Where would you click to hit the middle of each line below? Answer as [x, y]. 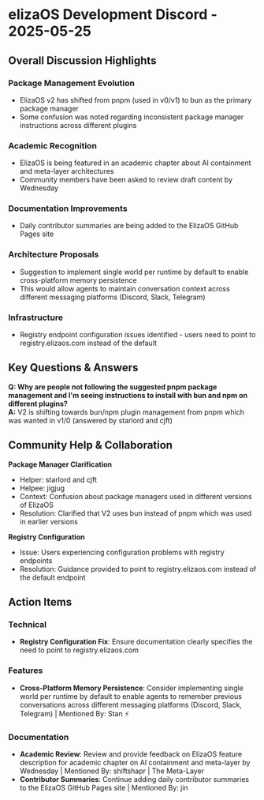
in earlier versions [49, 521]
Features [26, 670]
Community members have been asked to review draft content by [126, 180]
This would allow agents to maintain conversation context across [125, 288]
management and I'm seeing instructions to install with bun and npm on [128, 395]
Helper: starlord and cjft [58, 479]
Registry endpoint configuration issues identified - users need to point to [138, 335]
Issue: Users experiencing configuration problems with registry [122, 552]
